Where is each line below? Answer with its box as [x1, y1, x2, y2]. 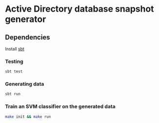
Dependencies [5, 33, 50, 41]
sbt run [5, 91, 21, 97]
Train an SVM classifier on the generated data [5, 103, 116, 110]
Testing [5, 58, 23, 65]
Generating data [5, 81, 45, 88]
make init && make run [5, 114, 51, 119]
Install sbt [5, 46, 25, 52]
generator [5, 14, 46, 25]
